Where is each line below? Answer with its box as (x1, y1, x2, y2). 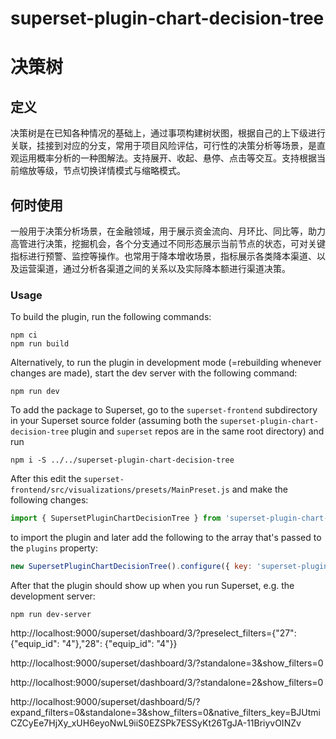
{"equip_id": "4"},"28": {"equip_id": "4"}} (10, 638, 178, 650)
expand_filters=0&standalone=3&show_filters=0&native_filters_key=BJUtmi (10, 707, 321, 719)
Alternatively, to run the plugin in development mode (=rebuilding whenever (10, 357, 322, 369)
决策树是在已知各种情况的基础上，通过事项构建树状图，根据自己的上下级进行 (10, 127, 326, 139)
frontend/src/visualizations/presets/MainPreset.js (10, 485, 230, 496)
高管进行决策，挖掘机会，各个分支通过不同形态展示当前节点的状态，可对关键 (10, 238, 326, 249)
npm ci (10, 330, 38, 341)
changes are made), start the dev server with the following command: (10, 367, 298, 379)
